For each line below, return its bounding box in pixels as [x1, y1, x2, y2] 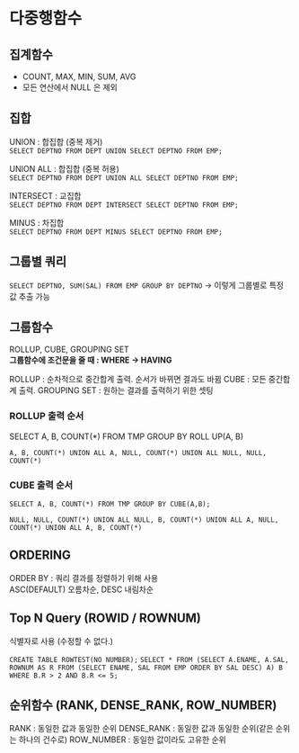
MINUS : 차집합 [9, 217, 65, 228]
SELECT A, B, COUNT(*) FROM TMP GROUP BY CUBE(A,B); [9, 500, 211, 509]
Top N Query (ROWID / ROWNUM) [9, 611, 202, 626]
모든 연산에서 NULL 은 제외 [22, 82, 119, 93]
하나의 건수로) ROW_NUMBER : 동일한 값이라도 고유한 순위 [18, 734, 226, 745]
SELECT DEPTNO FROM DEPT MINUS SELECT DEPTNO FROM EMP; [9, 227, 223, 237]
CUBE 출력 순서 [9, 479, 74, 491]
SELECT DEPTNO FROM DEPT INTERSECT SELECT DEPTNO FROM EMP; [9, 200, 240, 210]
